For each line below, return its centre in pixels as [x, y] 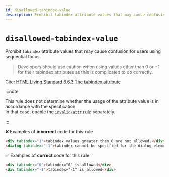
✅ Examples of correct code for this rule [47, 156]
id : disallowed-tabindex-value [38, 10]
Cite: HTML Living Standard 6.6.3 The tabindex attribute [63, 82]
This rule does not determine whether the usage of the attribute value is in [82, 101]
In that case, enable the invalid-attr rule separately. [60, 112]
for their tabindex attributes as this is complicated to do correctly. [85, 72]
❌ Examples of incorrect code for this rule [49, 132]
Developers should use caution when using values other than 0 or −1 [89, 67]
